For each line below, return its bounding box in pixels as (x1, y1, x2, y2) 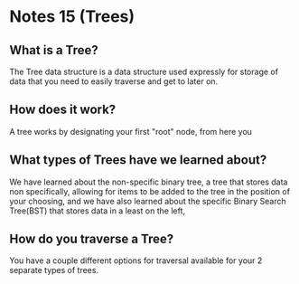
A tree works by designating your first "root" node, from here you (9, 126, 253, 137)
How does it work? (9, 102, 117, 118)
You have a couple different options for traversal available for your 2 (9, 255, 263, 266)
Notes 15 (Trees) (9, 6, 135, 27)
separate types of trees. (9, 265, 99, 276)
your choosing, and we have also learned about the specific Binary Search (9, 195, 286, 206)
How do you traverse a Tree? (9, 232, 174, 247)
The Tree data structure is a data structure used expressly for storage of (9, 66, 278, 77)
